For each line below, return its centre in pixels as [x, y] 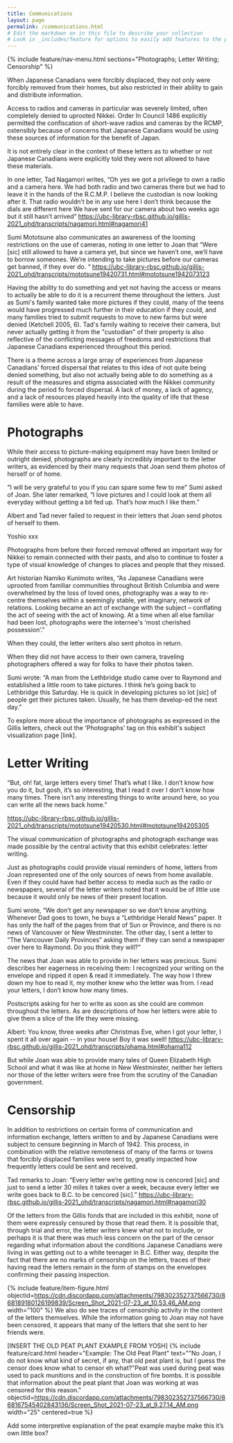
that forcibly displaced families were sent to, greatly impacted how [102, 1159]
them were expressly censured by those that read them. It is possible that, [113, 1223]
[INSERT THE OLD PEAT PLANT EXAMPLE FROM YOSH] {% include [104, 1346]
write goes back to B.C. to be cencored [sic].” [72, 1194]
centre [17, 600]
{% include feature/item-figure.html [58, 1288]
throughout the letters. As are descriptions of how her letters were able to [112, 1011]
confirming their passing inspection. [59, 1274]
